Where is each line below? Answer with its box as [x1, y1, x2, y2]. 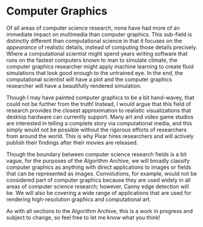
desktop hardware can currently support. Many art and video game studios [6, 113, 194, 120]
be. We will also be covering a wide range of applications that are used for [6, 189, 192, 196]
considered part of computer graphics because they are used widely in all [6, 176, 191, 183]
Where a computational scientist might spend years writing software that [6, 50, 188, 57]
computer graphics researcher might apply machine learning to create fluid [6, 62, 194, 70]
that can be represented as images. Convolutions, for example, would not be [6, 169, 197, 177]
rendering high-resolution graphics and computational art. [6, 196, 151, 203]
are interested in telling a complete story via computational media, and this [6, 119, 193, 127]
